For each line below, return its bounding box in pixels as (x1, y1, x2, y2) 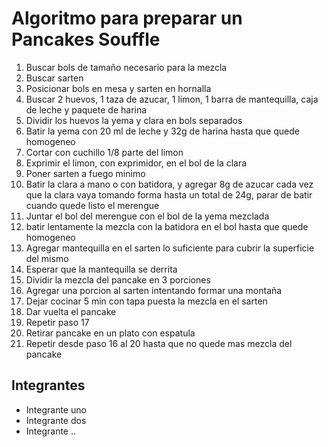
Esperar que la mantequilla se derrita (25, 263, 178, 275)
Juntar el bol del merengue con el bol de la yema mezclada (25, 210, 270, 222)
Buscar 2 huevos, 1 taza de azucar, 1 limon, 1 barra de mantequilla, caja (25, 93, 319, 105)
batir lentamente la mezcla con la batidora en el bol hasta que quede (25, 220, 309, 232)
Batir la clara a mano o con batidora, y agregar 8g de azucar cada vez (25, 178, 314, 190)
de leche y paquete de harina (25, 103, 148, 116)
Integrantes (11, 377, 86, 394)
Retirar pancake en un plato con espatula (25, 327, 196, 339)
